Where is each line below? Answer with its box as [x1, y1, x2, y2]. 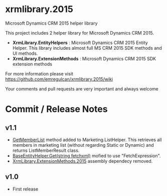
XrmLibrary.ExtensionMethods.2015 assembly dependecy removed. [12, 158, 153, 164]
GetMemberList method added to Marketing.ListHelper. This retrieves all [12, 137, 162, 143]
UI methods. [12, 50, 38, 56]
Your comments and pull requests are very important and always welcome [5, 85, 159, 91]
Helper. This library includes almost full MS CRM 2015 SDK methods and [12, 45, 162, 51]
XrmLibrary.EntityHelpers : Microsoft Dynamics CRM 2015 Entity [12, 39, 148, 46]
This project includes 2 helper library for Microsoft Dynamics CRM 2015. [5, 30, 154, 36]
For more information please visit [5, 70, 74, 76]
